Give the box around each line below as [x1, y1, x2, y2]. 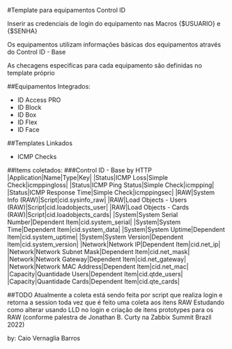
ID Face [17, 126, 40, 133]
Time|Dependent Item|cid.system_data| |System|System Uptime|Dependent [7, 225, 225, 233]
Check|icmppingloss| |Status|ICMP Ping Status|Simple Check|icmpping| [7, 181, 215, 189]
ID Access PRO [17, 96, 61, 104]
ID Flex [17, 118, 38, 126]
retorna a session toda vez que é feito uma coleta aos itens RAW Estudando [7, 298, 225, 306]
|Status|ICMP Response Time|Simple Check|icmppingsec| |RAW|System [7, 188, 215, 196]
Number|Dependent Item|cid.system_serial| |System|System [7, 218, 181, 226]
